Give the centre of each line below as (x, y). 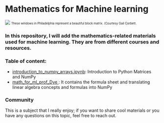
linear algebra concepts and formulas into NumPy (62, 87)
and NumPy (24, 77)
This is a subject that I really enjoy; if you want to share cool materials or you (82, 110)
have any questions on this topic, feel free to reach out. (61, 116)
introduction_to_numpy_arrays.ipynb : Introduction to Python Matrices (82, 72)
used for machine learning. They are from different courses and (82, 41)
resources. (18, 48)
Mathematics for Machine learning (77, 9)
